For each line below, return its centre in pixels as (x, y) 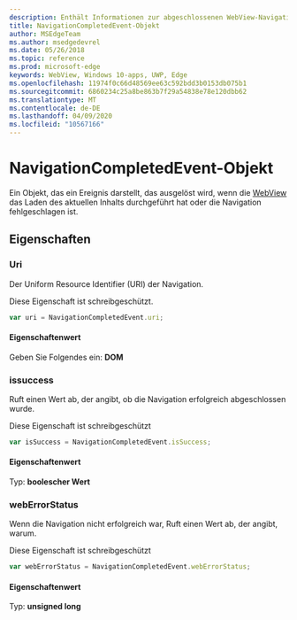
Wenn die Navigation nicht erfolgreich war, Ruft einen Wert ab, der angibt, (144, 524)
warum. (23, 533)
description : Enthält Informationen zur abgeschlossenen (116, 17)
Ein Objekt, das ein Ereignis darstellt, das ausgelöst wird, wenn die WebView (148, 192)
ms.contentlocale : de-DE (55, 108)
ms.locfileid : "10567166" (57, 125)
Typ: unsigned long (45, 607)
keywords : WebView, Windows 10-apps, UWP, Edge (99, 75)
